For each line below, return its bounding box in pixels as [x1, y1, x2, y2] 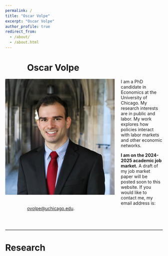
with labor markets [120, 132, 159, 138]
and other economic [120, 137, 162, 143]
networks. [120, 142, 141, 148]
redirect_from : [5, 29, 37, 35]
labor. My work [120, 116, 151, 122]
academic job [133, 157, 162, 163]
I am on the [120, 152, 144, 158]
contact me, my [120, 194, 153, 200]
